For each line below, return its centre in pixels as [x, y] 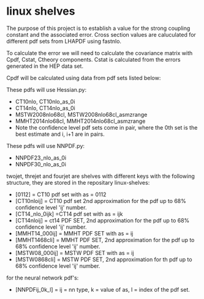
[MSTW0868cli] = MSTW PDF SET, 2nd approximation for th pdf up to [104, 259]
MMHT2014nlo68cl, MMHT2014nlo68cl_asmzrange [80, 121]
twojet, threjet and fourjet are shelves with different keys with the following [100, 176]
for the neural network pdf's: [43, 278]
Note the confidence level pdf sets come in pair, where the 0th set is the [106, 127]
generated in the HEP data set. [45, 66]
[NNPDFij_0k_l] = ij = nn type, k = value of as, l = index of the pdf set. [102, 289]
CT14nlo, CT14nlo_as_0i [45, 108]
